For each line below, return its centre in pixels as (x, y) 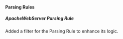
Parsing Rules (20, 7)
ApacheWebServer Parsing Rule (40, 18)
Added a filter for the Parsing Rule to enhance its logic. (62, 31)
